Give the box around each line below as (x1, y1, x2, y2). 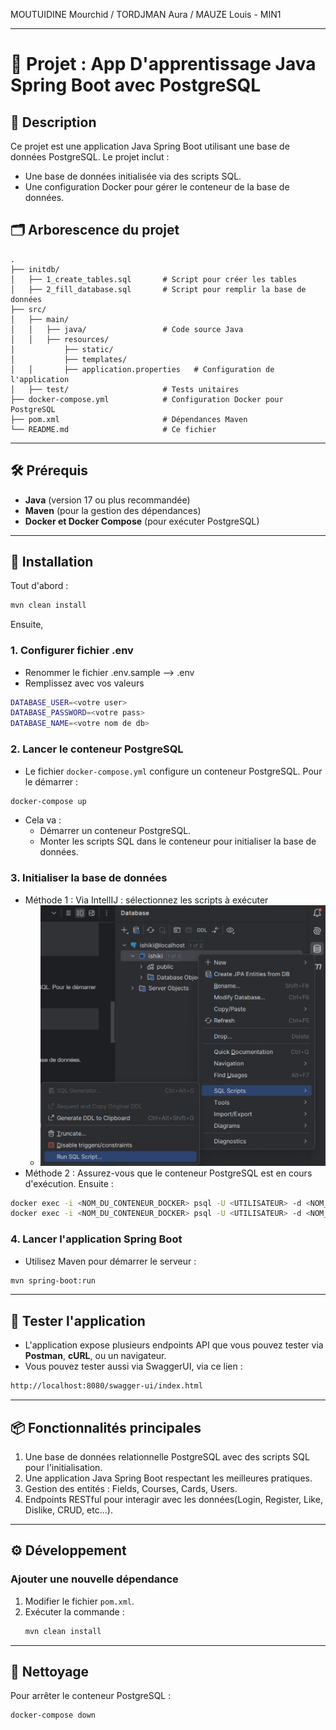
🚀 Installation (10, 554, 94, 571)
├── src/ (10, 304, 47, 314)
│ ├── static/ (10, 344, 114, 354)
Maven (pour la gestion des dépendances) (24, 504, 202, 516)
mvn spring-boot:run (10, 1275, 97, 1286)
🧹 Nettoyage (10, 1663, 90, 1680)
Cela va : (24, 814, 62, 826)
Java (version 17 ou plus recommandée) (24, 494, 191, 506)
